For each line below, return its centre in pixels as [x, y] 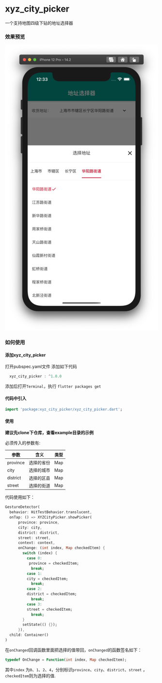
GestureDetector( [23, 507]
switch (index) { [40, 553]
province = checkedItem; [54, 563]
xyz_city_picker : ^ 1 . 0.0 [36, 376]
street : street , [34, 538]
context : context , [36, 543]
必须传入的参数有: [23, 443]
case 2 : [34, 589]
